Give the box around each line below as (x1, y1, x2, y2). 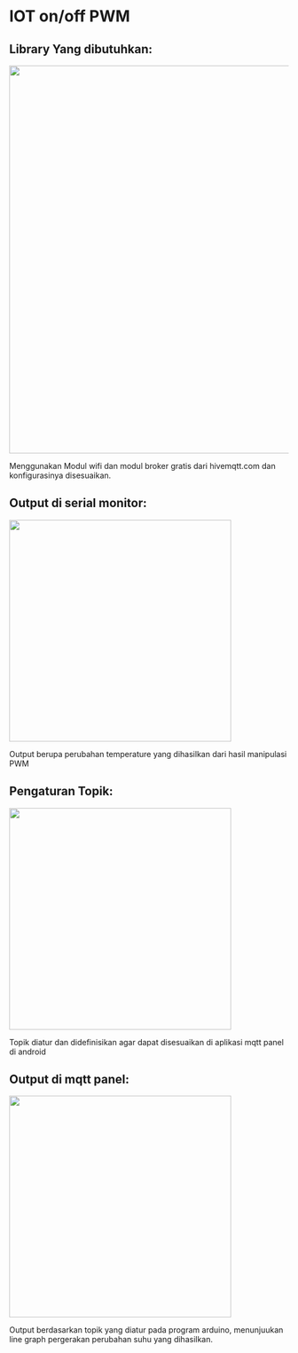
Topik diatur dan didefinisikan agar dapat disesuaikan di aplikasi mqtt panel (9, 1036, 284, 1047)
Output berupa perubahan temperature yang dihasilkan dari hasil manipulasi (9, 748, 287, 759)
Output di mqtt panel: (9, 1072, 130, 1087)
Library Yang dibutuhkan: (9, 42, 153, 57)
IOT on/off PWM (9, 6, 130, 27)
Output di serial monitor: (9, 496, 148, 511)
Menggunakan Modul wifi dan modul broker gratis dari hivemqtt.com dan (9, 461, 277, 471)
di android (9, 1046, 47, 1057)
